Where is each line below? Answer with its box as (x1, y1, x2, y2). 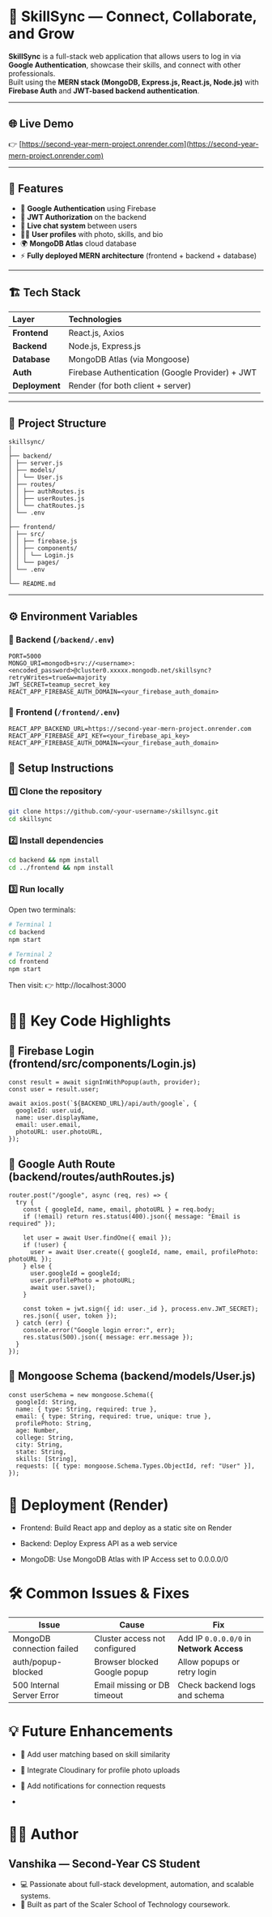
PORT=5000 (8, 652, 42, 660)
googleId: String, (15, 1398, 79, 1406)
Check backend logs (177, 1679, 257, 1691)
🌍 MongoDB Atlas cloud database (19, 239, 137, 248)
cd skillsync (8, 815, 53, 823)
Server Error (12, 1689, 59, 1700)
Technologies (68, 314, 122, 325)
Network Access (177, 1643, 244, 1654)
